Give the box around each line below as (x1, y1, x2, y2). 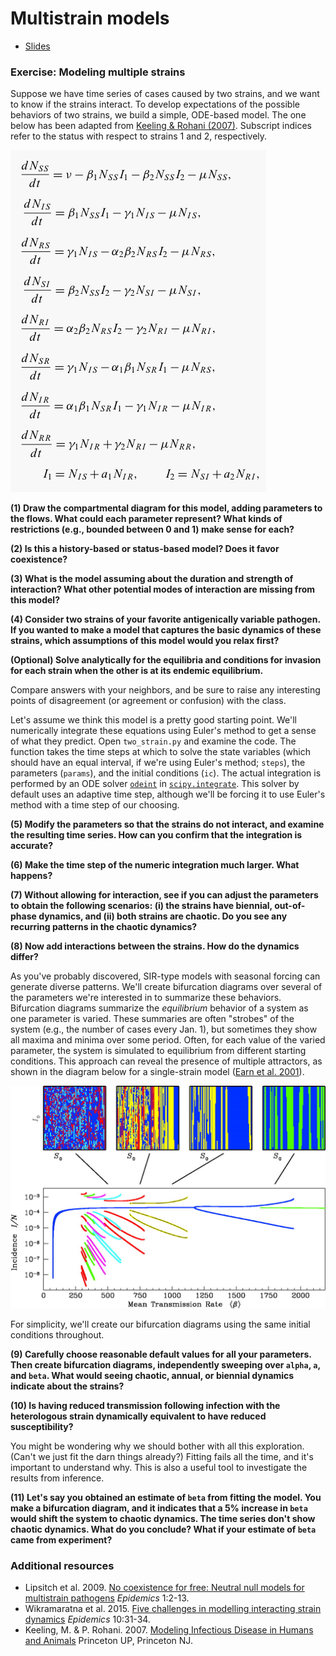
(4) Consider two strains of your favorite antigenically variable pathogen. (10, 613, 321, 626)
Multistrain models (10, 7, 170, 30)
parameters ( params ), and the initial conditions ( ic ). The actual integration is (10, 767, 322, 779)
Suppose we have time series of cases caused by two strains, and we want (10, 88, 320, 100)
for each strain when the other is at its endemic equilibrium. (10, 665, 264, 677)
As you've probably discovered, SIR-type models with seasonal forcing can (10, 970, 321, 982)
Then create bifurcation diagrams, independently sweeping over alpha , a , (10, 1358, 321, 1371)
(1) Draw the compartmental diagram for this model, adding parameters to (10, 502, 323, 514)
